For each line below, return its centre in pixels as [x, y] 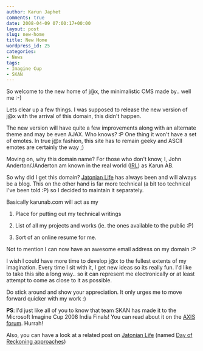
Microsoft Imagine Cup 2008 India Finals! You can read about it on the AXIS [101, 317]
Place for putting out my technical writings [68, 214]
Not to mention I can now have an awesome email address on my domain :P [101, 249]
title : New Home [27, 40]
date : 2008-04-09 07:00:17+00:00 [49, 23]
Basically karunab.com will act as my [52, 202]
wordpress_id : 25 [28, 46]
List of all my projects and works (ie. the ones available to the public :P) [104, 226]
